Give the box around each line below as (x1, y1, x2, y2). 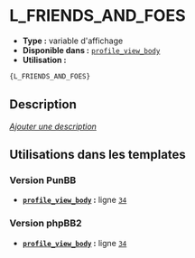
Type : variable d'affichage (22, 35, 124, 46)
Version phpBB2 (9, 217, 83, 230)
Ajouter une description (9, 121, 97, 132)
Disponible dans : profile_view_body (22, 44, 161, 55)
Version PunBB (9, 173, 77, 186)
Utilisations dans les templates (9, 147, 187, 162)
